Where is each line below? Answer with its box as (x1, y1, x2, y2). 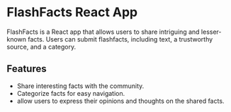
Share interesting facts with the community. (16, 82, 145, 90)
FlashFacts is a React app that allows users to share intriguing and (6, 27, 200, 36)
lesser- (201, 27, 222, 36)
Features (6, 63, 47, 75)
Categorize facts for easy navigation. (16, 89, 125, 97)
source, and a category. (6, 42, 77, 51)
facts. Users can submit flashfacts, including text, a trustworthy (27, 35, 213, 43)
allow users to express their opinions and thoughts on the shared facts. (16, 97, 225, 105)
